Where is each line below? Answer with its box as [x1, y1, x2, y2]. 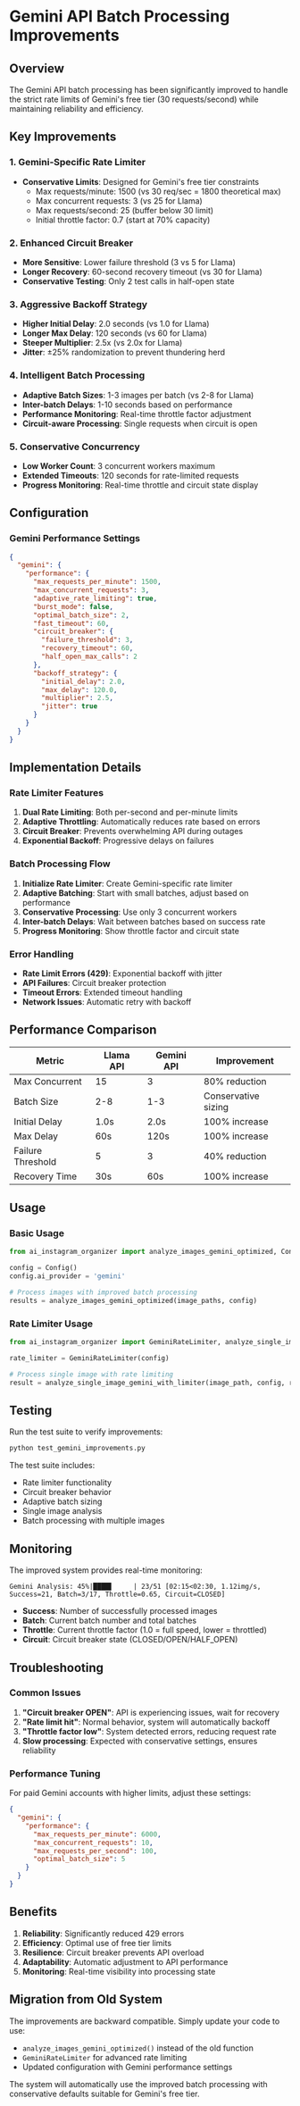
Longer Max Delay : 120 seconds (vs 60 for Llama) [21, 328, 208, 338]
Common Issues [9, 1686, 82, 1699]
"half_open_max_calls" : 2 [41, 652, 138, 662]
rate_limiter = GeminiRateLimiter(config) [9, 1354, 170, 1363]
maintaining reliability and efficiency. [9, 104, 145, 113]
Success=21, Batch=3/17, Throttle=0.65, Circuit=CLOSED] [9, 1590, 226, 1600]
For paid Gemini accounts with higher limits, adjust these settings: [9, 1788, 252, 1799]
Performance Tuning [9, 1767, 101, 1779]
